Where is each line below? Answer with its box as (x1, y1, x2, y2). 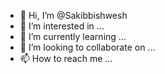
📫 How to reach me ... (19, 53, 113, 64)
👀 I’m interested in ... (19, 20, 105, 32)
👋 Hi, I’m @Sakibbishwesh (19, 10, 128, 21)
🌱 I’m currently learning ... (19, 31, 127, 42)
